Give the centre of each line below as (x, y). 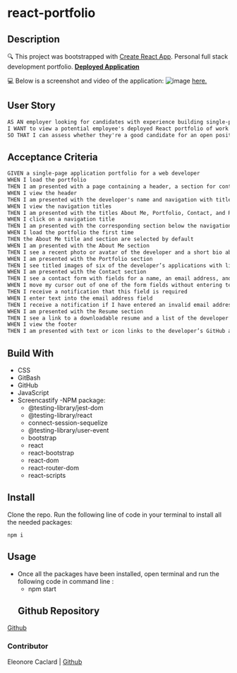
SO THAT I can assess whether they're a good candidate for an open (110, 135)
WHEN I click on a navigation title (61, 220)
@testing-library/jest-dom (66, 407)
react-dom (43, 460)
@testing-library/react (60, 415)
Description (34, 39)
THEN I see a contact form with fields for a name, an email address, (113, 279)
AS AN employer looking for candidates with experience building (105, 122)
